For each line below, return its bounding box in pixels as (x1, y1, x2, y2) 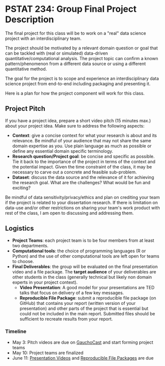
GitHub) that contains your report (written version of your (19, 300, 136, 306)
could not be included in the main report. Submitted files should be (19, 310, 155, 316)
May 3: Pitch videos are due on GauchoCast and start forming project (12, 339, 154, 345)
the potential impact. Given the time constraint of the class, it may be (12, 164, 152, 169)
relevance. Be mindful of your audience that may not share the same (12, 137, 151, 143)
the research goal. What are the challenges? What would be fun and (12, 179, 151, 185)
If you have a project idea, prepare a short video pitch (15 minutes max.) (5, 117, 151, 124)
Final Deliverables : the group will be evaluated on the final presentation (12, 264, 158, 269)
